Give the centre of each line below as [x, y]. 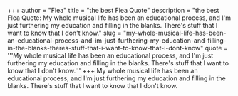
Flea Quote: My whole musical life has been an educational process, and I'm [119, 18]
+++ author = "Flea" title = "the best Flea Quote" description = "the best [113, 10]
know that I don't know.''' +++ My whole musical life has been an [103, 71]
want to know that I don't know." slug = [64, 33]
